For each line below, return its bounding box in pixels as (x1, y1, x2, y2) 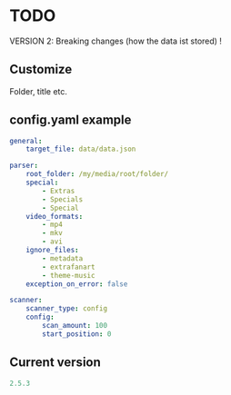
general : (9, 136, 43, 145)
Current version (9, 355, 102, 370)
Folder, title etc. (9, 85, 68, 96)
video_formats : (25, 212, 84, 221)
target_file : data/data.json (25, 144, 136, 154)
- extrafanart (42, 262, 95, 272)
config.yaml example (9, 113, 132, 128)
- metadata (42, 253, 84, 263)
